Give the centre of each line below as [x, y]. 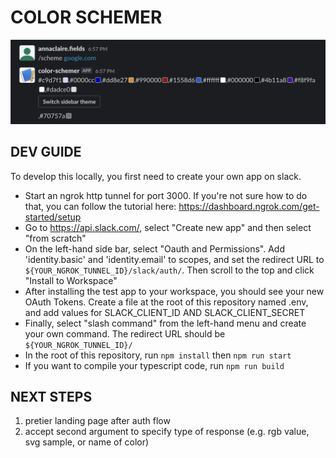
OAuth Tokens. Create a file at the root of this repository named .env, [166, 302]
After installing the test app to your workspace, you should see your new [174, 291]
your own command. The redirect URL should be [125, 333]
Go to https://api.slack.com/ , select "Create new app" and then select [168, 227]
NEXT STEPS [51, 397]
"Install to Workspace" [71, 280]
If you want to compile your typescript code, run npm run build [154, 365]
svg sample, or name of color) [87, 442]
